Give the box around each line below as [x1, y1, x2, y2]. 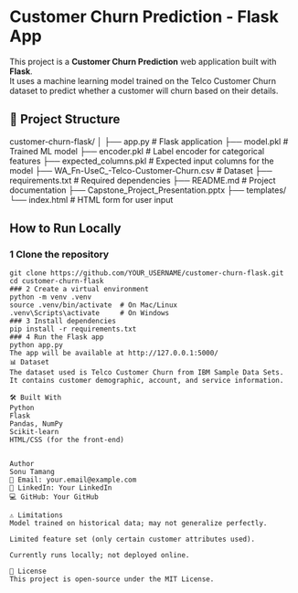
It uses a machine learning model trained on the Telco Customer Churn [9, 75, 277, 86]
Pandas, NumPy [9, 419, 64, 429]
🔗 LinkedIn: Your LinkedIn [9, 483, 112, 492]
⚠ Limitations [9, 511, 64, 520]
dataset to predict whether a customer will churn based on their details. [9, 85, 279, 96]
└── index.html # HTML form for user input [9, 194, 174, 205]
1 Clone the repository [9, 249, 110, 261]
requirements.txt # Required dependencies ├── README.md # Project [9, 175, 276, 185]
